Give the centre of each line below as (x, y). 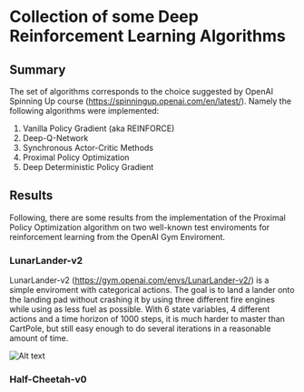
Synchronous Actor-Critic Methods (88, 148)
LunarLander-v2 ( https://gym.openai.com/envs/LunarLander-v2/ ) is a (139, 280)
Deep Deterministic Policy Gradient (88, 167)
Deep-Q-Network (55, 138)
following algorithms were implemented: (84, 111)
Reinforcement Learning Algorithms (147, 36)
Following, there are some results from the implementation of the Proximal (147, 217)
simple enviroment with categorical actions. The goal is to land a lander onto (152, 290)
